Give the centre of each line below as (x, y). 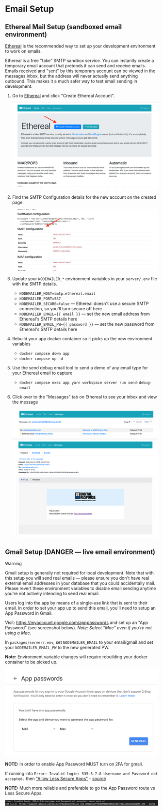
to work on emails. (24, 51)
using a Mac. (18, 633)
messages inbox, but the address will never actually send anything (72, 76)
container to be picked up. (31, 662)
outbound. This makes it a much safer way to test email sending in (71, 81)
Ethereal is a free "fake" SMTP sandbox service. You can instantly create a (80, 61)
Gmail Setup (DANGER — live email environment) (80, 552)
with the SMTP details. (34, 284)
